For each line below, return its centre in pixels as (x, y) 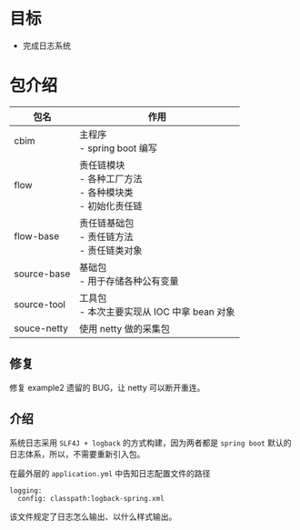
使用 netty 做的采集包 (124, 328)
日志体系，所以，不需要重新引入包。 (77, 454)
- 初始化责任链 (110, 205)
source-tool (40, 304)
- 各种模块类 (106, 192)
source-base (42, 274)
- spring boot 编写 (118, 148)
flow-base (37, 235)
